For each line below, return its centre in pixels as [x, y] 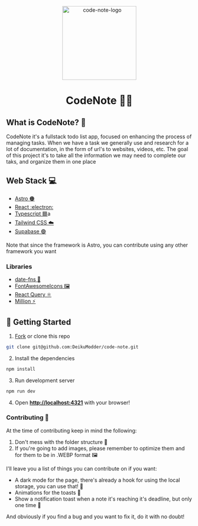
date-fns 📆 [28, 279]
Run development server [45, 380]
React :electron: [34, 207]
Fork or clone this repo [42, 336]
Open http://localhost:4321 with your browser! [72, 402]
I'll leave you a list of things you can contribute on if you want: [82, 468]
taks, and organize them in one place [51, 161]
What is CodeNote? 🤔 [46, 122]
